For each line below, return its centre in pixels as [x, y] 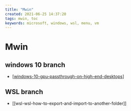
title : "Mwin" [19, 9]
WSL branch [24, 92]
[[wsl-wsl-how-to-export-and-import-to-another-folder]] [69, 103]
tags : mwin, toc [21, 18]
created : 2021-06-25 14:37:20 [36, 14]
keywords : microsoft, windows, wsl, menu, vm [52, 23]
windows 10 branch [35, 65]
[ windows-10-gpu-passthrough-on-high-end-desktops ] [68, 77]
